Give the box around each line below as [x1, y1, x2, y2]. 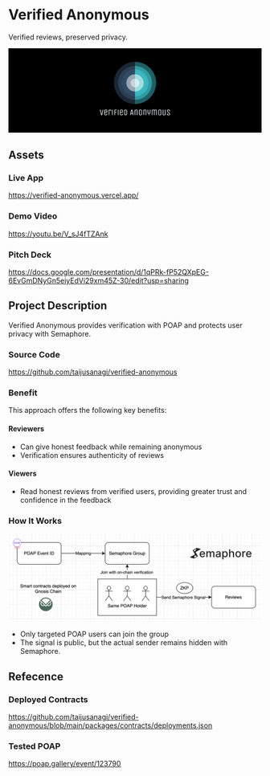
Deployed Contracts [8, 693, 88, 705]
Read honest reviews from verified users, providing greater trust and [19, 486, 247, 496]
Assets [8, 149, 44, 162]
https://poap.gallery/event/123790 [8, 759, 121, 769]
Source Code [8, 349, 60, 360]
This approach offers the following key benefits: [8, 406, 167, 415]
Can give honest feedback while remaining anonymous [19, 442, 202, 451]
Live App [8, 173, 44, 184]
